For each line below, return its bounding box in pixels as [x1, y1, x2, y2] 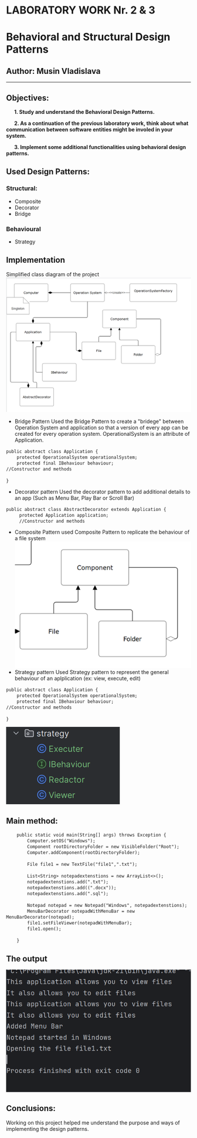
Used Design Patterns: [6, 167, 90, 177]
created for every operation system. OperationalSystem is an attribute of [14, 431, 190, 438]
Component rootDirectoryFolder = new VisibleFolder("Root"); [27, 844, 180, 850]
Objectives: [6, 93, 49, 103]
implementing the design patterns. [6, 1125, 89, 1132]
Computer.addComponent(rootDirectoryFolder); [27, 850, 141, 856]
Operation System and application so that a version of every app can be [14, 424, 189, 431]
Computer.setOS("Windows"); [27, 838, 96, 844]
